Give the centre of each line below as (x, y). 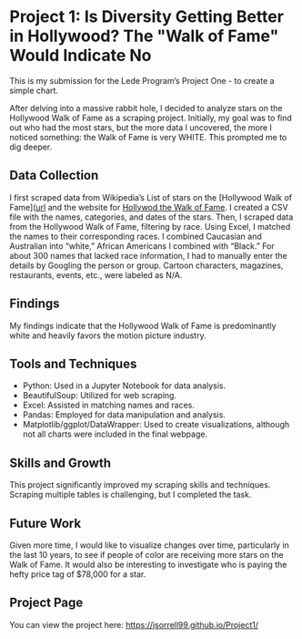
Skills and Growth (60, 463)
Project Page (46, 603)
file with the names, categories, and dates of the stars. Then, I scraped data (151, 217)
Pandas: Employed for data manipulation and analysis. (124, 415)
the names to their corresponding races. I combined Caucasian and (136, 236)
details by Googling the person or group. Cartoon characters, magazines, (146, 265)
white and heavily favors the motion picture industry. (108, 335)
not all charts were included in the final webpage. (115, 434)
